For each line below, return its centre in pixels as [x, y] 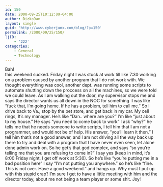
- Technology [27, 55]
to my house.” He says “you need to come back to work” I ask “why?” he [79, 122]
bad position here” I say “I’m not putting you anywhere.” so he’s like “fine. [79, 163]
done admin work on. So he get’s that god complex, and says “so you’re [78, 148]
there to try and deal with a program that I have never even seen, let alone [80, 143]
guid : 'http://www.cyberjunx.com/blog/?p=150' [54, 28]
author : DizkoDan [23, 19]
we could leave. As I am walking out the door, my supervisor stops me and [80, 95]
